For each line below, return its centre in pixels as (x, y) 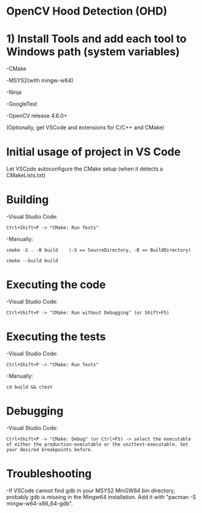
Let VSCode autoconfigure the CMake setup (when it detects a (85, 169)
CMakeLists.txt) (26, 175)
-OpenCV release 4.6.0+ (37, 116)
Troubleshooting (49, 474)
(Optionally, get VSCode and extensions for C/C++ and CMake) (86, 127)
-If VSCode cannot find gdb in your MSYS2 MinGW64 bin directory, (91, 491)
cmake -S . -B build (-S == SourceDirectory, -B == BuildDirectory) (99, 250)
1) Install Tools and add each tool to (96, 39)
